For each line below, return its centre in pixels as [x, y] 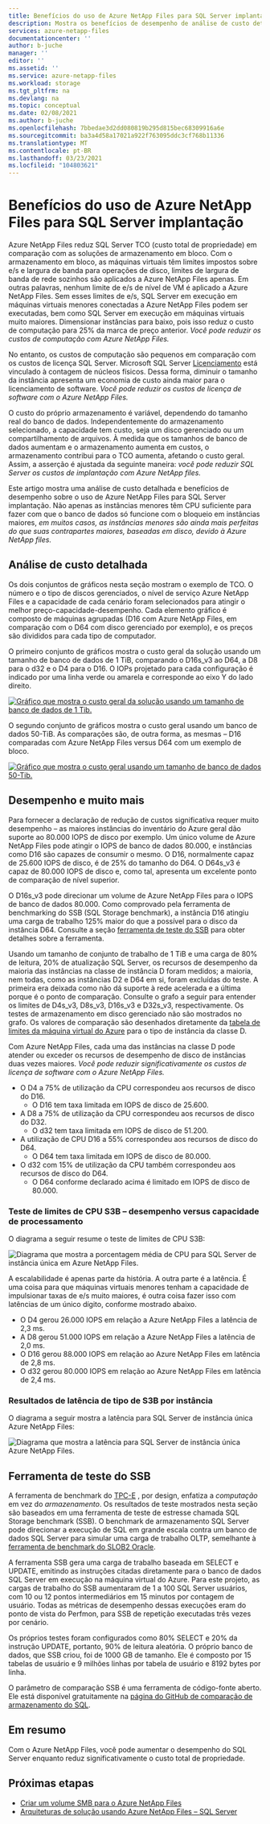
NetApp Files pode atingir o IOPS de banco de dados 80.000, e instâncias [130, 846]
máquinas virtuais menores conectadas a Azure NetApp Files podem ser [128, 305]
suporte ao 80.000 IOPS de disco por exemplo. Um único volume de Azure [132, 837]
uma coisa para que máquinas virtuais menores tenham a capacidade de [129, 1287]
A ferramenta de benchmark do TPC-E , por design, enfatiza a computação [133, 1495]
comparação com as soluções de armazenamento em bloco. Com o [121, 254]
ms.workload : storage [45, 83]
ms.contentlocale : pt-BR [50, 151]
